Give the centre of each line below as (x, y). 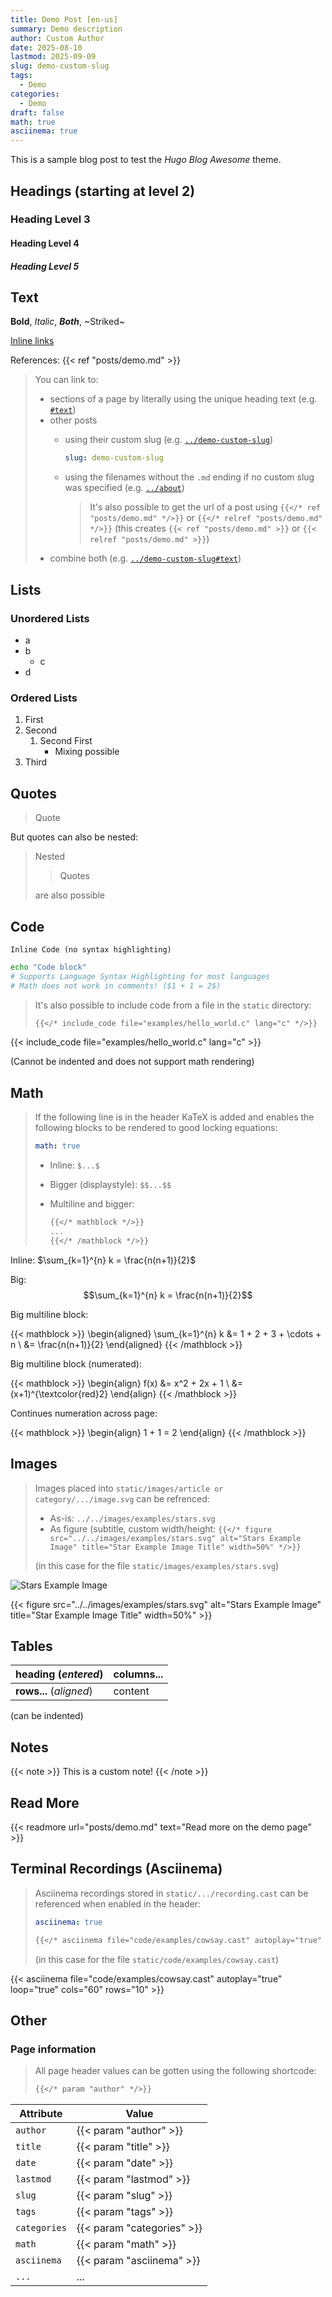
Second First (66, 741)
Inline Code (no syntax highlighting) (91, 949)
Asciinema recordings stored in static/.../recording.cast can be (171, 1893)
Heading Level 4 (45, 243)
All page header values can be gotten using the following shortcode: (175, 2071)
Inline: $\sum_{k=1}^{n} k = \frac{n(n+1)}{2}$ (103, 1260)
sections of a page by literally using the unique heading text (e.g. (183, 399)
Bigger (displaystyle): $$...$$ (110, 1185)
